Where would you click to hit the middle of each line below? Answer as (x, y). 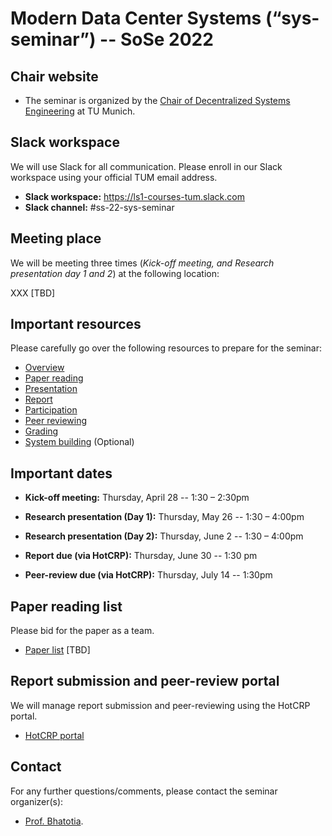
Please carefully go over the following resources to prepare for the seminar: (166, 348)
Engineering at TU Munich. (80, 111)
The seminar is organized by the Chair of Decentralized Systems (157, 100)
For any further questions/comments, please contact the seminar (144, 791)
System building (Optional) (79, 442)
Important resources (76, 324)
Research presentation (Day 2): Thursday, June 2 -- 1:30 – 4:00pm (164, 536)
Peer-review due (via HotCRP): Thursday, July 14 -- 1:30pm (148, 575)
